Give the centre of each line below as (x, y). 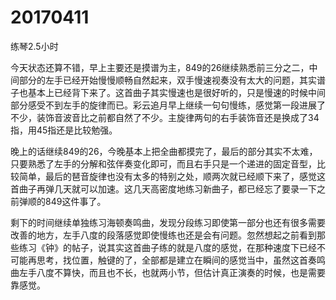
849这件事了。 (75, 201)
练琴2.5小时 (34, 46)
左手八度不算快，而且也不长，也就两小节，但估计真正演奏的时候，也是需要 (172, 272)
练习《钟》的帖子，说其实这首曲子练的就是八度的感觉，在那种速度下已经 (167, 247)
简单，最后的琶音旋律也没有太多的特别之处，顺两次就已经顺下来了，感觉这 (172, 176)
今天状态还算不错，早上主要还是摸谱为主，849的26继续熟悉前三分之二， (160, 67)
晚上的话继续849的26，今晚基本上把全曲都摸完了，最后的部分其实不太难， (164, 151)
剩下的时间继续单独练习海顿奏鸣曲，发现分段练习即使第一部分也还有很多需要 (168, 222)
